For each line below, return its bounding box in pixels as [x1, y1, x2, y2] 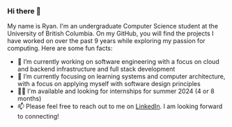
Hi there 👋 [7, 6, 42, 16]
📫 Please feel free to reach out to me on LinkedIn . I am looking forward [17, 102, 223, 110]
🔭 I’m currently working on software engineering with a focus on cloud [17, 58, 219, 66]
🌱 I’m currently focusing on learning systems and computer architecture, [17, 72, 226, 81]
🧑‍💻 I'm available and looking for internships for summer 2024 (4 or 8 [17, 87, 215, 96]
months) [17, 94, 42, 103]
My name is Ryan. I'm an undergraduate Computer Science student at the [7, 22, 218, 31]
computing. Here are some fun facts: [7, 44, 113, 53]
